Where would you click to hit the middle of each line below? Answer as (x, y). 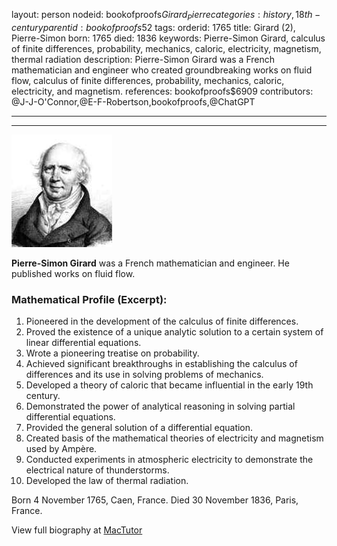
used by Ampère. (61, 449)
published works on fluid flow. (73, 273)
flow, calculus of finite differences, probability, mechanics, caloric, (148, 80)
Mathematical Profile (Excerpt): (89, 299)
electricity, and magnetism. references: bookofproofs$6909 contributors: (162, 91)
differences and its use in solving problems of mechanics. (144, 375)
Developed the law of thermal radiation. (107, 481)
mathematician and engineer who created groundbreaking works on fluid (162, 70)
